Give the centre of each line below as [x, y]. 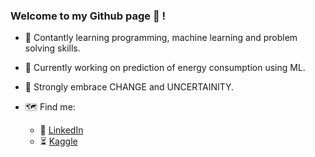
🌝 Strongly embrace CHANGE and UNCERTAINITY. [129, 87]
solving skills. [52, 48]
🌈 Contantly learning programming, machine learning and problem [161, 38]
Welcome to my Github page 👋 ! [88, 16]
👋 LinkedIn [61, 130]
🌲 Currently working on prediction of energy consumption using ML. [165, 68]
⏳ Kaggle [58, 141]
